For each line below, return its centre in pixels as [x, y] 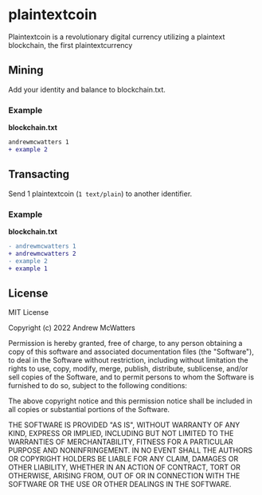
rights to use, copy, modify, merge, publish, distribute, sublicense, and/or [128, 369]
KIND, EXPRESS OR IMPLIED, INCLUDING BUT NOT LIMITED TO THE [121, 434]
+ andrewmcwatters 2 [43, 253]
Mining [26, 71]
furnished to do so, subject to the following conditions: [98, 386]
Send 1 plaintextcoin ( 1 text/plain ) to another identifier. [100, 194]
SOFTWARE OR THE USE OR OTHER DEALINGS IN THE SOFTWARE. [120, 485]
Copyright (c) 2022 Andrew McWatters [72, 328]
